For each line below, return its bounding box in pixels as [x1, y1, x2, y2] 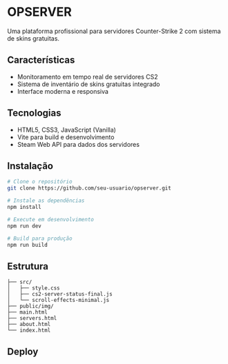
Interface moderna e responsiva [17, 87, 109, 95]
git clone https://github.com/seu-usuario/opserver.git [7, 185, 171, 192]
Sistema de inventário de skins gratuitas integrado [17, 80, 160, 88]
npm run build [7, 241, 48, 248]
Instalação [7, 160, 54, 172]
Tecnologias [7, 108, 61, 119]
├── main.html [7, 309, 48, 316]
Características [7, 54, 75, 66]
